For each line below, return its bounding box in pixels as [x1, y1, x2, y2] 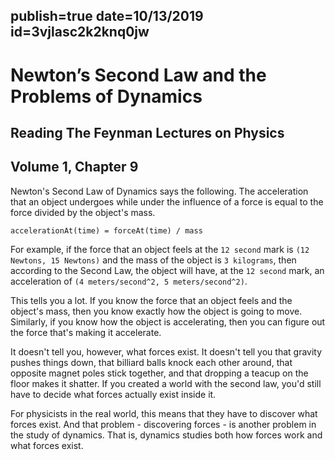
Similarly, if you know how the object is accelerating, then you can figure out [10, 315, 326, 328]
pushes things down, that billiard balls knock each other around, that [10, 356, 293, 368]
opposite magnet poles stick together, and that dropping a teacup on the [10, 367, 309, 379]
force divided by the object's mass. [10, 206, 156, 218]
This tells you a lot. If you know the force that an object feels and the [10, 294, 293, 306]
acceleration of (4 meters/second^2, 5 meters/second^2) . [10, 275, 248, 287]
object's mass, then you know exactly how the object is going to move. [10, 305, 303, 317]
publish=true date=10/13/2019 [10, 8, 204, 25]
